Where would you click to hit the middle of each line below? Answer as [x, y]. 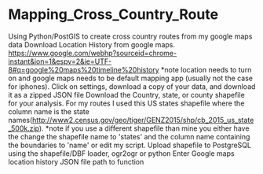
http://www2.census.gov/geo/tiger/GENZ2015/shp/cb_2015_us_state [143, 120]
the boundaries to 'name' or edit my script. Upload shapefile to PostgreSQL [130, 145]
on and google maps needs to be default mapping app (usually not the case [131, 78]
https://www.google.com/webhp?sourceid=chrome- [93, 53]
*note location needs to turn [206, 69]
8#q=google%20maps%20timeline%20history [84, 69]
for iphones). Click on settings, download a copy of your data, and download [132, 86]
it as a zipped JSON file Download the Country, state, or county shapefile [126, 94]
